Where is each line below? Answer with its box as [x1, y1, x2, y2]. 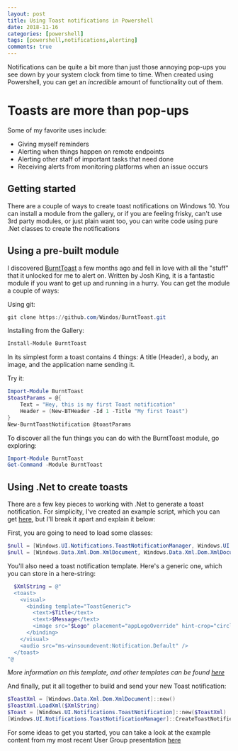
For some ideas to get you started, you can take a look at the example [7, 728, 211, 737]
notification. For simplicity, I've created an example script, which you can [7, 507, 220, 516]
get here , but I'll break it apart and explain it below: [7, 515, 156, 524]
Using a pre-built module [7, 245, 120, 257]
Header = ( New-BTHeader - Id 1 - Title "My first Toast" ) [20, 407, 189, 414]
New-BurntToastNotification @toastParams [7, 421, 132, 428]
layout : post [7, 10, 46, 18]
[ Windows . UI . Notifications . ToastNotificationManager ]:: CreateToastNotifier [7, 716, 236, 723]
